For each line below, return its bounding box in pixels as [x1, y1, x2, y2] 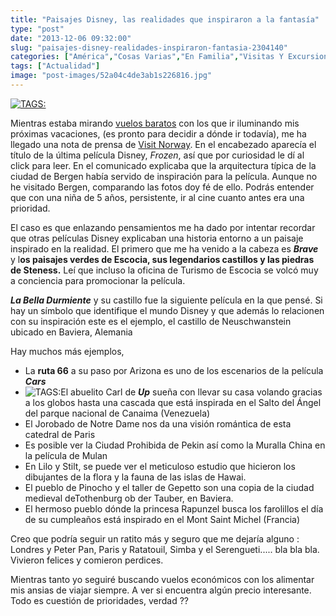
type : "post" [10, 24, 65, 34]
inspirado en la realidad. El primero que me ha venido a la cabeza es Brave [10, 242, 319, 255]
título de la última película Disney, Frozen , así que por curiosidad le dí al [10, 149, 305, 161]
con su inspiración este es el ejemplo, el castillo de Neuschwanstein [10, 315, 292, 327]
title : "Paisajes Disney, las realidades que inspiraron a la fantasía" [10, 14, 320, 25]
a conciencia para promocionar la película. [10, 274, 186, 286]
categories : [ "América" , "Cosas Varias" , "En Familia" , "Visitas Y [10, 52, 284, 62]
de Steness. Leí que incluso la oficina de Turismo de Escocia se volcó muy [10, 264, 319, 276]
